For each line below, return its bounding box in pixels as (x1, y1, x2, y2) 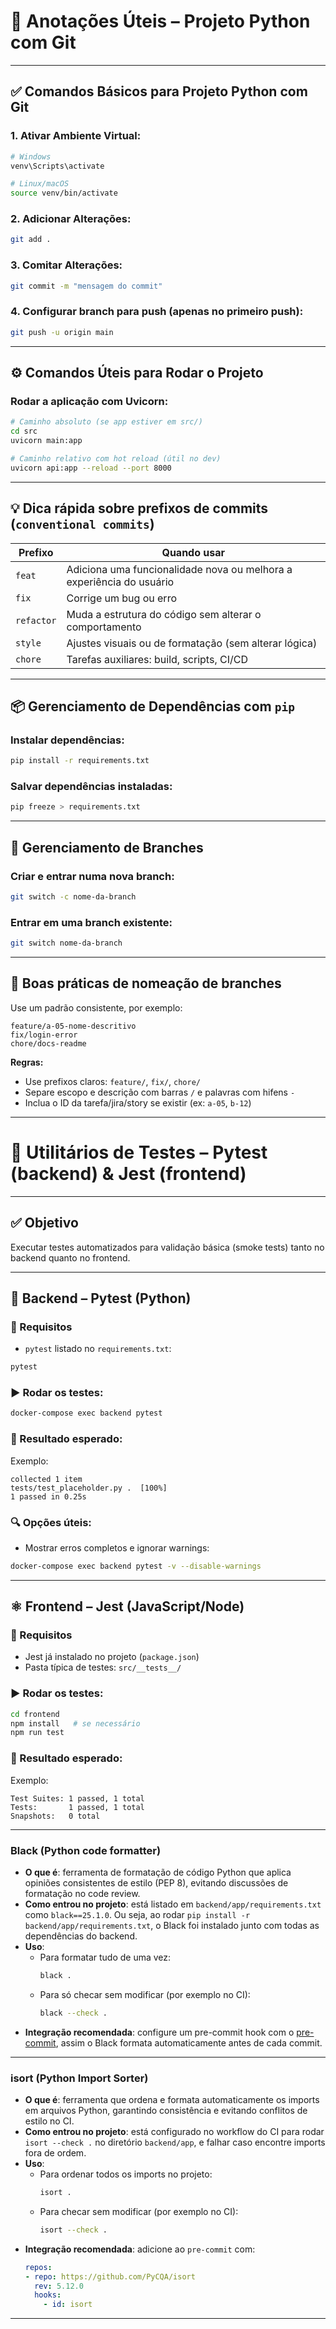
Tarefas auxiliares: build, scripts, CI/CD (66, 652, 248, 666)
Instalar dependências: (10, 733, 125, 747)
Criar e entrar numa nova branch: (10, 869, 175, 883)
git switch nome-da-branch (10, 938, 123, 949)
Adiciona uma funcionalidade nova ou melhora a (66, 562, 293, 576)
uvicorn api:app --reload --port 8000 (10, 463, 172, 473)
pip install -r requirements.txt (10, 756, 150, 766)
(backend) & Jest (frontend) (10, 1162, 247, 1185)
